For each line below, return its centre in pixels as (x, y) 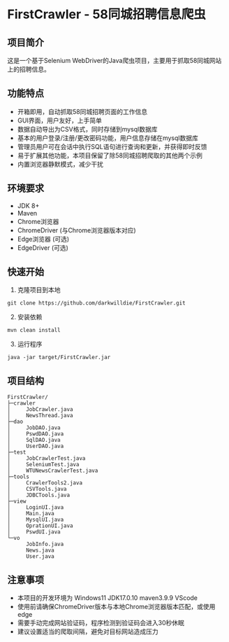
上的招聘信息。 (29, 69)
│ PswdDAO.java (36, 434)
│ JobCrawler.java (40, 410)
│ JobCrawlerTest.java (46, 459)
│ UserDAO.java (36, 446)
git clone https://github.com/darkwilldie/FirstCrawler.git (97, 303)
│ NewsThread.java (40, 416)
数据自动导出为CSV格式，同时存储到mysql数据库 (87, 129)
